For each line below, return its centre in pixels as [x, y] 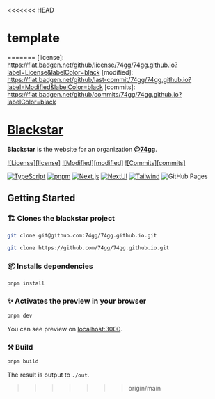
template [34, 38]
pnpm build [23, 361]
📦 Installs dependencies [50, 266]
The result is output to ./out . [48, 375]
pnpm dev [20, 315]
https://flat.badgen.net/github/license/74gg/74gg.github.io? [93, 65]
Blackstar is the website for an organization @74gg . [82, 149]
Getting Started [41, 198]
